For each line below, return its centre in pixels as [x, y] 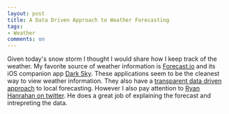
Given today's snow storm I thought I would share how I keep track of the [112, 59]
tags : [15, 26]
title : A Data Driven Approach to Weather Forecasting [88, 20]
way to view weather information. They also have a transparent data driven [114, 81]
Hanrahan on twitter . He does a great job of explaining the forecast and [109, 96]
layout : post [26, 13]
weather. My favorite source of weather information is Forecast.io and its [111, 66]
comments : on [26, 39]
